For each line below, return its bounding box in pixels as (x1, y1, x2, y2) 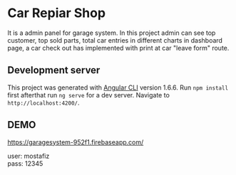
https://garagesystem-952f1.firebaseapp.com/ (7, 137, 144, 147)
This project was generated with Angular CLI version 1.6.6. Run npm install (7, 83, 229, 92)
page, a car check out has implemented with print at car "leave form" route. (7, 43, 230, 52)
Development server (7, 64, 101, 76)
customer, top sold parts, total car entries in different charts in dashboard (7, 36, 223, 44)
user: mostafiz (7, 152, 50, 160)
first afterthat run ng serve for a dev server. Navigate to (7, 90, 170, 99)
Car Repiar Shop (7, 5, 106, 21)
